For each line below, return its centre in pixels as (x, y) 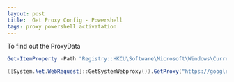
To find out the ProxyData (44, 47)
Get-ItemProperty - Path (42, 59)
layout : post (26, 14)
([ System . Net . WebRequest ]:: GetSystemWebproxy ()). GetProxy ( (95, 72)
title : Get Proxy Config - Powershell (65, 20)
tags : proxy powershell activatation (62, 26)
